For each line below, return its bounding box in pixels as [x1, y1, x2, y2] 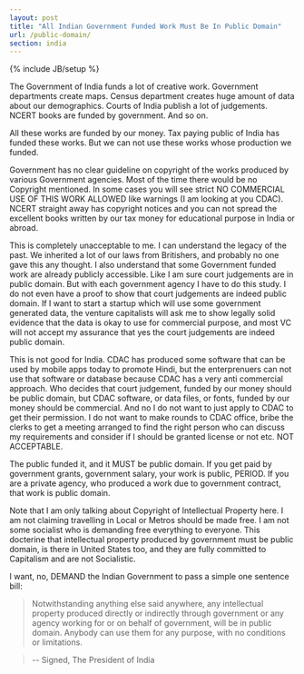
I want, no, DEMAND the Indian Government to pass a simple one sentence [9, 571, 289, 582]
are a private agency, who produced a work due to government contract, [9, 478, 281, 489]
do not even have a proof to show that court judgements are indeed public [9, 288, 288, 300]
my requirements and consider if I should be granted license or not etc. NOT [9, 431, 295, 442]
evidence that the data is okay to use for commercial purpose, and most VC [9, 317, 292, 328]
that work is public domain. [9, 488, 111, 499]
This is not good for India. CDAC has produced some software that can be [9, 354, 286, 365]
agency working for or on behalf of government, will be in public [31, 618, 272, 629]
